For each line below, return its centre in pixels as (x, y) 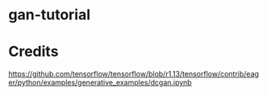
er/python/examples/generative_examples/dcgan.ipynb (100, 83)
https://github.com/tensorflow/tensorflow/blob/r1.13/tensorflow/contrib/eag (134, 74)
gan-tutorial (50, 15)
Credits (33, 52)
